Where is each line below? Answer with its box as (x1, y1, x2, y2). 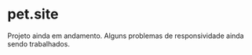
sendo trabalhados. (7, 39, 70, 48)
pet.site (7, 5, 59, 23)
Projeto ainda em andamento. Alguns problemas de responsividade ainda (7, 31, 244, 40)
